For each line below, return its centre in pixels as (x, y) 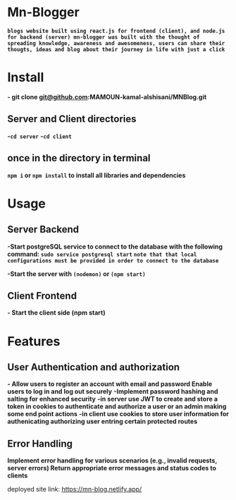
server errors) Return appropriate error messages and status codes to (112, 468)
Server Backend (43, 230)
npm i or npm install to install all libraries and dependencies (97, 175)
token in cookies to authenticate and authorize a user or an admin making (117, 406)
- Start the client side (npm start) (56, 313)
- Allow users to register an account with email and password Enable (110, 384)
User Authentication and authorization (94, 367)
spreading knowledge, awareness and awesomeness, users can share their (116, 43)
